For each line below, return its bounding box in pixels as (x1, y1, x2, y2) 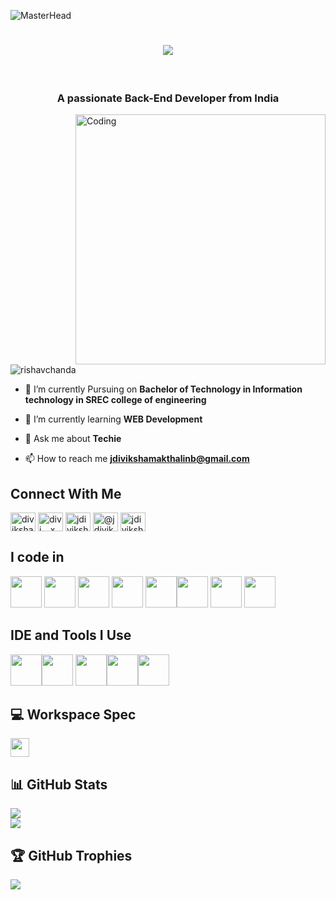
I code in (10, 549, 65, 566)
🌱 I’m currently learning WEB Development (24, 413, 203, 425)
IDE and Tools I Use (10, 627, 132, 644)
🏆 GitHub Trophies (10, 847, 133, 864)
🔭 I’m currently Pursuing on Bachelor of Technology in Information (24, 383, 303, 395)
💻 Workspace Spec (10, 706, 137, 724)
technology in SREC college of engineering (24, 394, 207, 406)
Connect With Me (10, 485, 122, 502)
